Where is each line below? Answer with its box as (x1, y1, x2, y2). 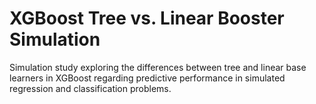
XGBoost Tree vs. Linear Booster (9, 7, 285, 30)
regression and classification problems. (9, 82, 172, 94)
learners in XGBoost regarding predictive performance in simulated (9, 72, 286, 84)
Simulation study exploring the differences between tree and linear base (9, 61, 307, 73)
